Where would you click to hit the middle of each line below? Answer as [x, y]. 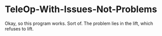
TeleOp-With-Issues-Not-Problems [81, 9]
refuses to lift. [19, 28]
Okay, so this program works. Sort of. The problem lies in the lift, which [79, 23]
